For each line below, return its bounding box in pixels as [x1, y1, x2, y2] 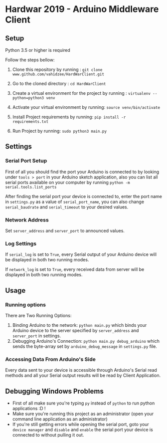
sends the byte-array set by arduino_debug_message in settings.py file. [12, 343, 157, 349]
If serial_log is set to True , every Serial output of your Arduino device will [5, 251, 157, 257]
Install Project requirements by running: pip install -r [12, 114, 126, 120]
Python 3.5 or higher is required [5, 47, 71, 53]
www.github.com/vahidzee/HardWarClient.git [12, 72, 105, 77]
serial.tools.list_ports [5, 185, 57, 190]
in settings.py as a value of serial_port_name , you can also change [5, 199, 145, 205]
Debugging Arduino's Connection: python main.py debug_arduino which [12, 338, 160, 344]
